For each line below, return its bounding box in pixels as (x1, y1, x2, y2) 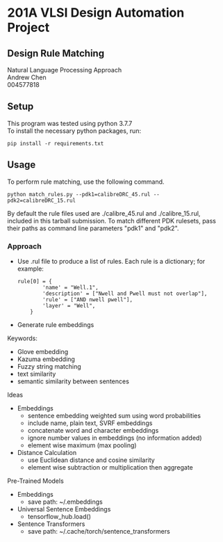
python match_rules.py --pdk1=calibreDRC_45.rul (7, 191, 151, 198)
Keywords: (7, 334, 38, 342)
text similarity (17, 369, 56, 378)
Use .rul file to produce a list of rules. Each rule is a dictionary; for (17, 257, 206, 265)
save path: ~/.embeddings (27, 497, 103, 506)
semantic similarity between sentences (17, 377, 130, 385)
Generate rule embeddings (17, 320, 94, 328)
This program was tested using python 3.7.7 (7, 119, 133, 127)
